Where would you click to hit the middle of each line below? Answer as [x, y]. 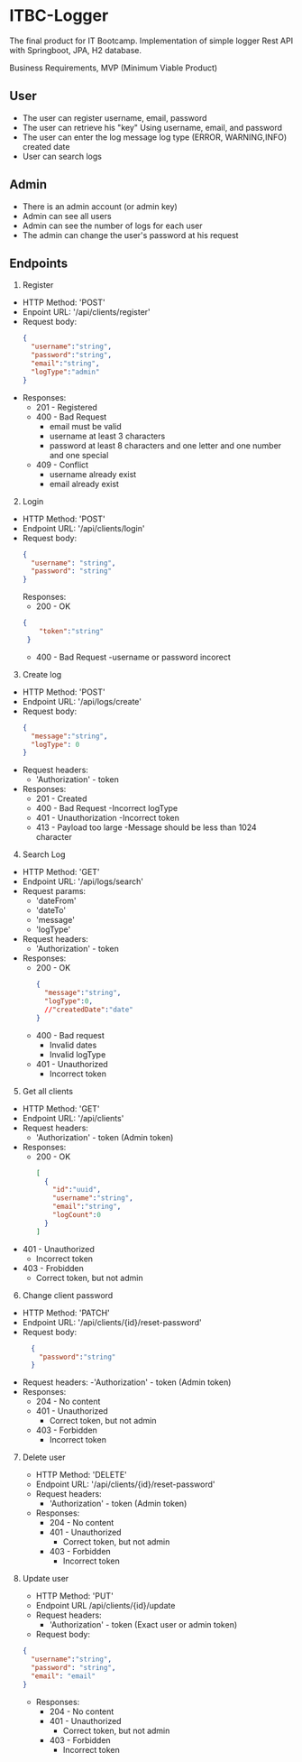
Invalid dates [73, 1045]
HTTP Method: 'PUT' [75, 1596]
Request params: [54, 891]
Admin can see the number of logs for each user [112, 226]
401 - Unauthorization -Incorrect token [108, 818]
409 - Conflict [62, 465]
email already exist [84, 484]
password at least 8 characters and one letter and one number [165, 445]
